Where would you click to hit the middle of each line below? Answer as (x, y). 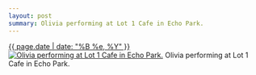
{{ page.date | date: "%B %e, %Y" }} (69, 46)
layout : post (30, 16)
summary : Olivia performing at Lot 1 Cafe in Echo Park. (106, 23)
